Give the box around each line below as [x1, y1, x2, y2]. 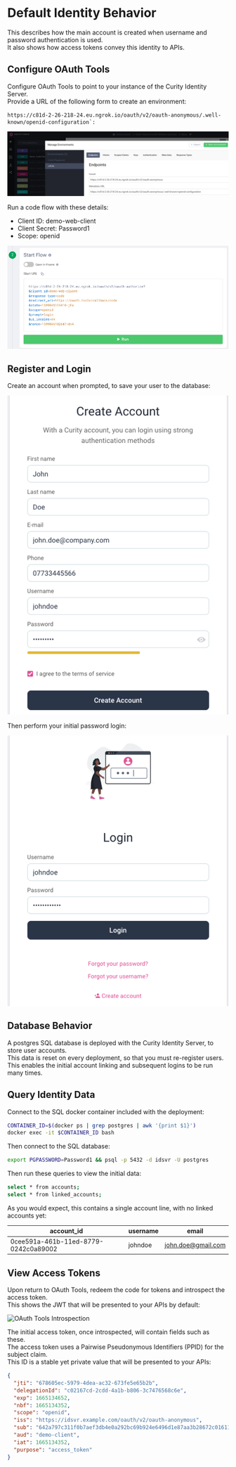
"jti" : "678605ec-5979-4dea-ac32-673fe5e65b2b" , [13, 1379, 159, 1386]
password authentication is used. [7, 35, 103, 44]
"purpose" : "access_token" [13, 1446, 93, 1453]
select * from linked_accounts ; [7, 1191, 102, 1198]
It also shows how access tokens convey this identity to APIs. [7, 43, 185, 51]
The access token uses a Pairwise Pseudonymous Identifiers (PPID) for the [7, 1343, 224, 1351]
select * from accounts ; [7, 1184, 80, 1191]
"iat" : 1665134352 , [13, 1439, 71, 1446]
